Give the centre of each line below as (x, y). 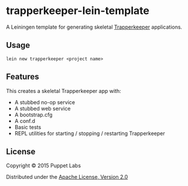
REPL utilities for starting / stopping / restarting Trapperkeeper (90, 133)
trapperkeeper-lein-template (78, 11)
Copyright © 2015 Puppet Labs (43, 166)
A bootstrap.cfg (33, 115)
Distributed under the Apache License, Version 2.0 (67, 177)
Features (23, 77)
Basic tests (28, 127)
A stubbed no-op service (45, 102)
